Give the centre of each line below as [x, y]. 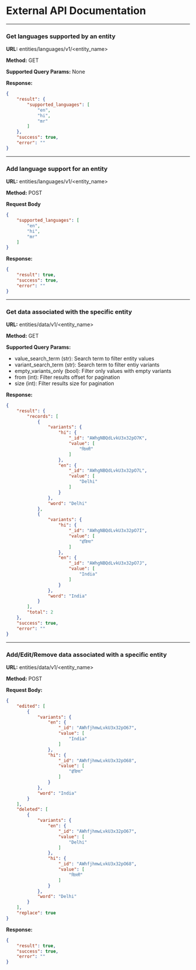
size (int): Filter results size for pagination [64, 383]
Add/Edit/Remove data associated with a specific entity [87, 654]
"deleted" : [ [32, 810]
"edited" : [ [31, 706]
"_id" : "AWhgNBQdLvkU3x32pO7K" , [108, 438]
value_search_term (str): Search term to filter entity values [84, 358]
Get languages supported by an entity [61, 36]
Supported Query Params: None [46, 72]
